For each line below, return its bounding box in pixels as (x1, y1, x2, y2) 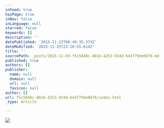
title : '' (5, 49, 26, 54)
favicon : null (9, 85, 39, 91)
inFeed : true (5, 7, 32, 12)
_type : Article (5, 100, 37, 105)
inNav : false (5, 16, 32, 21)
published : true (5, 58, 39, 63)
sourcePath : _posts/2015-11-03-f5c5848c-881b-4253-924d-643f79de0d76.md (5, 53, 160, 59)
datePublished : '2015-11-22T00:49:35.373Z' (5, 40, 97, 45)
